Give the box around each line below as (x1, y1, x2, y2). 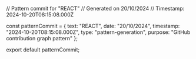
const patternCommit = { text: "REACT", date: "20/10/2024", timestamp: (6, 23, 180, 29)
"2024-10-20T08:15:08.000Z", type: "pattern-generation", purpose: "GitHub (6, 29, 191, 36)
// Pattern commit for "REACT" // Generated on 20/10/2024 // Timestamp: (6, 5, 184, 12)
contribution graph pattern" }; (6, 35, 78, 41)
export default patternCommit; (6, 46, 80, 53)
